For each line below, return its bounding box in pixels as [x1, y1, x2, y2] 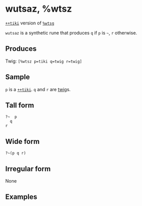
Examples [5, 193, 37, 201]
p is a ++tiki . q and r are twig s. [5, 86, 71, 92]
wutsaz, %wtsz [5, 3, 73, 15]
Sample [5, 73, 30, 81]
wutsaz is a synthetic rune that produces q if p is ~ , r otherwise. [5, 30, 137, 36]
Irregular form [5, 164, 51, 173]
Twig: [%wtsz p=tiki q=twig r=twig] [5, 58, 83, 64]
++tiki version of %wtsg [5, 20, 55, 26]
